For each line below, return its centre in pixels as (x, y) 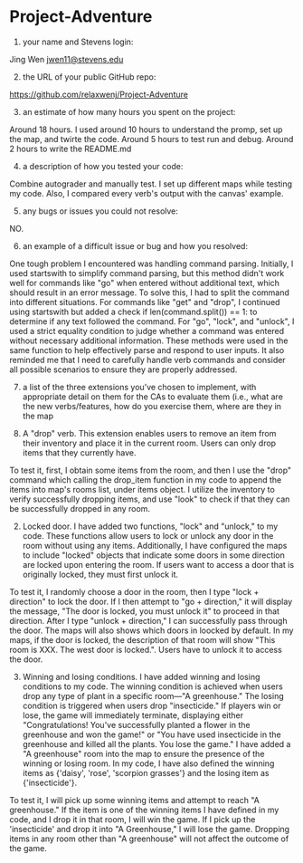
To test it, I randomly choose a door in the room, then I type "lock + (134, 591)
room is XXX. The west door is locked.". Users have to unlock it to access (146, 649)
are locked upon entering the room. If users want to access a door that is (158, 564)
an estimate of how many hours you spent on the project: (129, 111)
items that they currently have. (79, 452)
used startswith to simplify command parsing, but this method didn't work (147, 273)
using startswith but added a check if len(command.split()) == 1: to (133, 312)
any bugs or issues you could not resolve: (100, 211)
